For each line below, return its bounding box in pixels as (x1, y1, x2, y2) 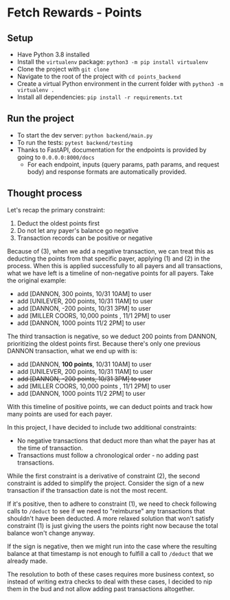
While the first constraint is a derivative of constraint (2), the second (7, 471, 200, 480)
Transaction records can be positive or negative (16, 234, 153, 242)
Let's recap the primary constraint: (7, 205, 105, 214)
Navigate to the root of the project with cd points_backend (16, 72, 181, 80)
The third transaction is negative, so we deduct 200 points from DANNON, (7, 332, 218, 340)
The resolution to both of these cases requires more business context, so (7, 570, 214, 578)
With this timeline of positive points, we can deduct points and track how (7, 402, 213, 410)
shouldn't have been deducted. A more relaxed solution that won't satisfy (7, 514, 215, 522)
